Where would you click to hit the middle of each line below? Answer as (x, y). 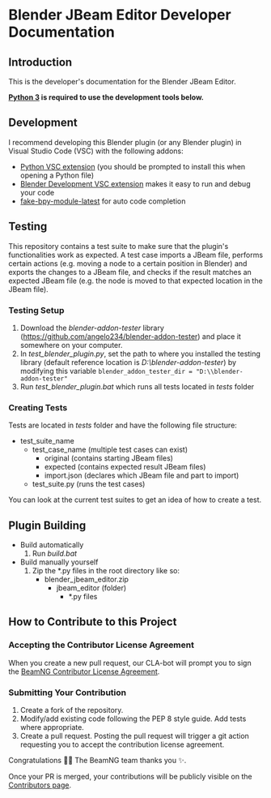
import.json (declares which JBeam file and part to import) (142, 475)
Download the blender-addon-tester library (92, 328)
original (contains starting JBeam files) (109, 458)
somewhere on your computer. (71, 345)
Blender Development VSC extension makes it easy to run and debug (135, 183)
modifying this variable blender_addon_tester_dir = (106, 371)
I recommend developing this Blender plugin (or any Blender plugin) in (125, 142)
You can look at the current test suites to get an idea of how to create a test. (135, 500)
